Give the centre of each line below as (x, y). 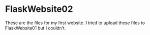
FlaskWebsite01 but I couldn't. (36, 28)
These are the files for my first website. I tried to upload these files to (75, 23)
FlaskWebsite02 (39, 9)
